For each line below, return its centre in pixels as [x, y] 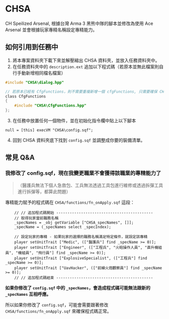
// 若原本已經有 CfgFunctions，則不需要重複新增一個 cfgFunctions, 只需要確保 [81, 91]
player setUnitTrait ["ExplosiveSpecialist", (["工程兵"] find [81, 258]
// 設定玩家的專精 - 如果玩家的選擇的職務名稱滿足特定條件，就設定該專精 [81, 237]
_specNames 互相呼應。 [28, 294]
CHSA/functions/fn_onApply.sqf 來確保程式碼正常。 [58, 311]
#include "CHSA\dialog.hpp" [35, 82]
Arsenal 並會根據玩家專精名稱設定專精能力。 [51, 30]
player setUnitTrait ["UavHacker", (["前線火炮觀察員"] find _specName [88, 268]
